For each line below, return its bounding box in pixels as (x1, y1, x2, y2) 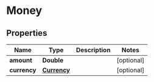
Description (75, 46, 111, 54)
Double (42, 56, 64, 64)
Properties (6, 28, 47, 38)
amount (9, 56, 32, 64)
